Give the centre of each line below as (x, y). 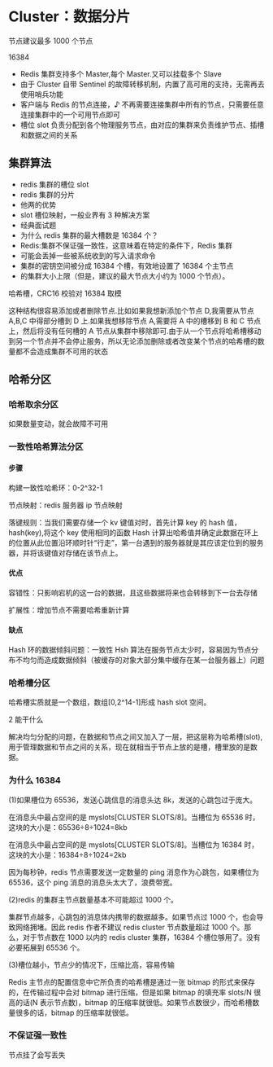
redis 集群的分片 (48, 194)
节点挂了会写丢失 (37, 1055)
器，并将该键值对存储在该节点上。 (65, 553)
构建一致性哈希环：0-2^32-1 (56, 487)
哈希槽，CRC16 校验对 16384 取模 (65, 293)
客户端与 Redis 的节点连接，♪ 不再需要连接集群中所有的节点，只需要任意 (142, 104)
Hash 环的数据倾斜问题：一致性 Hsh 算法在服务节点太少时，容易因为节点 (130, 649)
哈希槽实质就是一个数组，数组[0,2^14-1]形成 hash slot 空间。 (110, 702)
